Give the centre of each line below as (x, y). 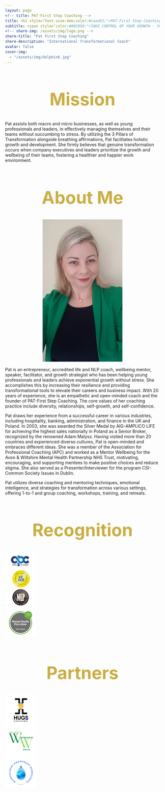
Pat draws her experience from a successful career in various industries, (79, 415)
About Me (82, 198)
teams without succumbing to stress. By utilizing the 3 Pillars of (69, 134)
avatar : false (20, 47)
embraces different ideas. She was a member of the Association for (73, 447)
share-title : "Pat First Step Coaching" (47, 36)
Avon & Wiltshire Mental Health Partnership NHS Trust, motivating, (72, 457)
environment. (18, 160)
